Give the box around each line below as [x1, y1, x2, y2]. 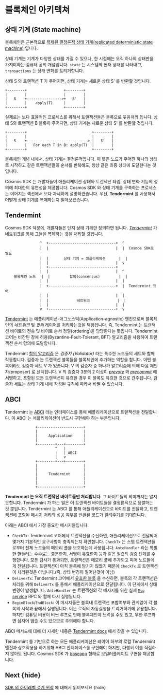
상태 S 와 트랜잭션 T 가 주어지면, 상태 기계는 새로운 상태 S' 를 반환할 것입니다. [5, 78, 151, 84]
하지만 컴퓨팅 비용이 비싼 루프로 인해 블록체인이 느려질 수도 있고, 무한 [12, 612, 143, 618]
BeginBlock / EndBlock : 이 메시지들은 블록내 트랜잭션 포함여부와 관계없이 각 [12, 600, 153, 605]
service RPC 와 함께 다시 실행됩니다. [12, 593, 82, 599]
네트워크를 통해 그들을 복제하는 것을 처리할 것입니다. [5, 231, 103, 237]
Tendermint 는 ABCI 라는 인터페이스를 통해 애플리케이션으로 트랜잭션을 [5, 409, 140, 414]
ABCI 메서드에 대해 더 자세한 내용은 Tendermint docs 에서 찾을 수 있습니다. [5, 628, 148, 634]
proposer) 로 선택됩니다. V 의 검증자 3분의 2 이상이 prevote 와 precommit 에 [10, 369, 157, 375]
